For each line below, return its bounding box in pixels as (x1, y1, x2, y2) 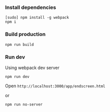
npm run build (5, 42, 34, 47)
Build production (5, 31, 46, 38)
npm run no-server (5, 102, 43, 107)
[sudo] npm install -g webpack (5, 15, 69, 20)
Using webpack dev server (5, 65, 60, 71)
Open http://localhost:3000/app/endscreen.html (5, 83, 106, 89)
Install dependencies (5, 4, 56, 11)
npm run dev (5, 74, 29, 79)
